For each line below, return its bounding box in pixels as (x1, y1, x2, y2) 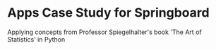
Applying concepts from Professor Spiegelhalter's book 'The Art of (7, 28, 203, 36)
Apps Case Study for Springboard (7, 5, 210, 21)
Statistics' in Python (7, 35, 66, 43)
